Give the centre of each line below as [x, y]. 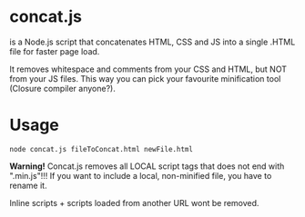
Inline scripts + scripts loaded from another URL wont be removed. [134, 202]
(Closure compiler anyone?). [62, 88]
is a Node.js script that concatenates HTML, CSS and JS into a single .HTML [152, 42]
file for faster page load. [55, 51]
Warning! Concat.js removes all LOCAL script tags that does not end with [147, 166]
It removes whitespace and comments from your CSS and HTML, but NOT [148, 69]
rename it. [28, 185]
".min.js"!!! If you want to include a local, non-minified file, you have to [141, 175]
